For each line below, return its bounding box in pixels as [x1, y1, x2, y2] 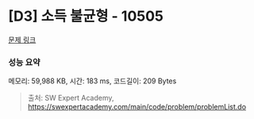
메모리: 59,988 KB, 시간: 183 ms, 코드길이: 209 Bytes [8, 76, 177, 86]
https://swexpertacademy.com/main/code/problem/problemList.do [27, 102, 247, 112]
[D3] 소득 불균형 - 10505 [8, 7, 164, 25]
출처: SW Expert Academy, [27, 93, 114, 103]
